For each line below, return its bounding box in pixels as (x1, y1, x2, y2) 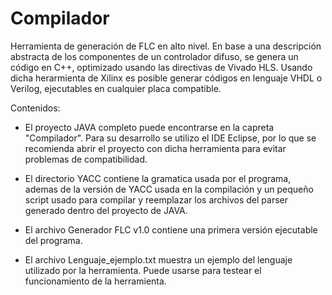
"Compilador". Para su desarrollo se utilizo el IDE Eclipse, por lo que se (24, 132, 317, 144)
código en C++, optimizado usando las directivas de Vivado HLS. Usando (10, 61, 313, 73)
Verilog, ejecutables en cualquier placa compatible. (10, 82, 222, 94)
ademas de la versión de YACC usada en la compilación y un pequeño (24, 183, 314, 195)
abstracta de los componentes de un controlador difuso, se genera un (10, 50, 299, 62)
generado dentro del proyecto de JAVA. (24, 204, 188, 216)
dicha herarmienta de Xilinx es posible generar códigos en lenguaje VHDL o (10, 72, 323, 84)
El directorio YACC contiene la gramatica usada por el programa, (24, 172, 292, 184)
